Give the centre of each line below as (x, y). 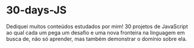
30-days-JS (36, 10)
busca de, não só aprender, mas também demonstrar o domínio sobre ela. (97, 39)
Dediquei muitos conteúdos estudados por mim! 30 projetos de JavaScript (97, 26)
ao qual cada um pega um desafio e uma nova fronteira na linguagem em (96, 32)
